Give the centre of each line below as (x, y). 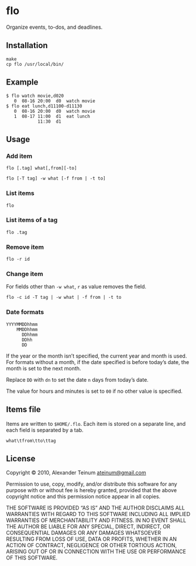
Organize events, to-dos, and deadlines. (54, 27)
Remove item (25, 247)
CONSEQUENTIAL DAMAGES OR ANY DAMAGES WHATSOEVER (84, 533)
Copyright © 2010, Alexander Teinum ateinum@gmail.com (76, 473)
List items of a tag (32, 220)
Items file (23, 410)
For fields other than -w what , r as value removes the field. (76, 287)
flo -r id (18, 260)
